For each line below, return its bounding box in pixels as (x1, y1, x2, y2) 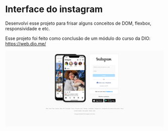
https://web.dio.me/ (5, 40, 46, 46)
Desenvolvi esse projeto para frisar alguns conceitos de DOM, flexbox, (5, 20, 152, 26)
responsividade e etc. (5, 25, 50, 31)
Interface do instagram (5, 4, 103, 15)
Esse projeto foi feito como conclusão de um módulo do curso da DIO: (5, 35, 151, 41)
